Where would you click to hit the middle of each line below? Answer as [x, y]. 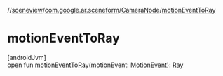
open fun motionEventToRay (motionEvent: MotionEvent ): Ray [95, 65]
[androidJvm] [27, 57]
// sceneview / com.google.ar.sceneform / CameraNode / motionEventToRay [111, 10]
